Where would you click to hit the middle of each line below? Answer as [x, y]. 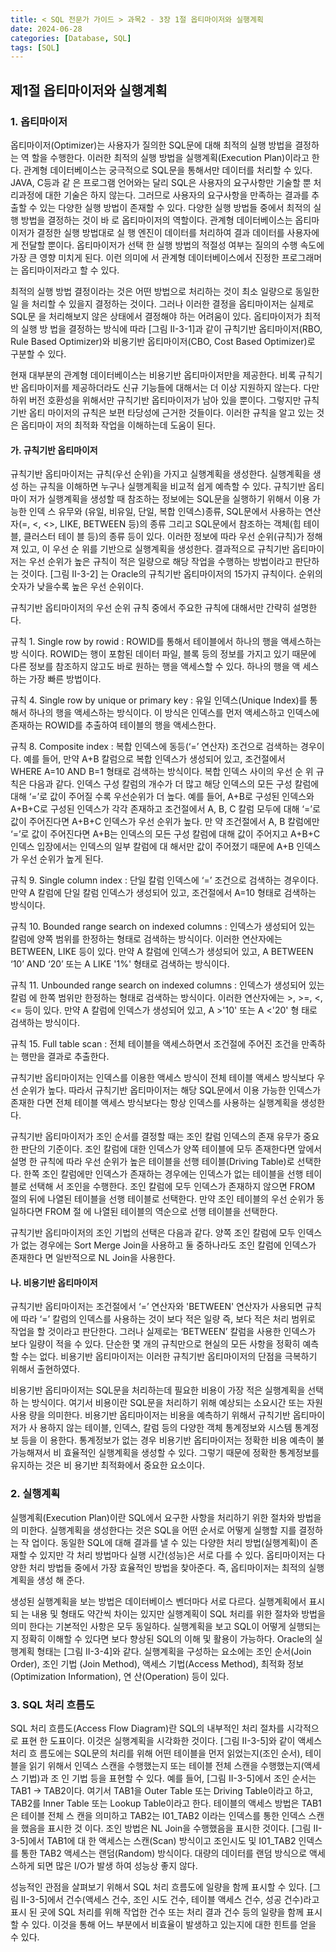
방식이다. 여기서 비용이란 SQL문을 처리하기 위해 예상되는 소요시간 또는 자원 [177, 1403]
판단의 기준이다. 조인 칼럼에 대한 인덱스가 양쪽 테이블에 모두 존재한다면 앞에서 [171, 1149]
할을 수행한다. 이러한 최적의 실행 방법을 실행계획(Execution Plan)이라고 [170, 157]
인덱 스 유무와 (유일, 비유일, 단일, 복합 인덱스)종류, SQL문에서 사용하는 [165, 512]
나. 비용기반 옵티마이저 [54, 1282]
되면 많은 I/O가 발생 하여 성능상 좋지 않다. [117, 1865]
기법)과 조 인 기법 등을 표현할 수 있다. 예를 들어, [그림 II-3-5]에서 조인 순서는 [168, 1778]
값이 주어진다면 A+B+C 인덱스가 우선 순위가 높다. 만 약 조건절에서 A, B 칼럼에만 [165, 822]
